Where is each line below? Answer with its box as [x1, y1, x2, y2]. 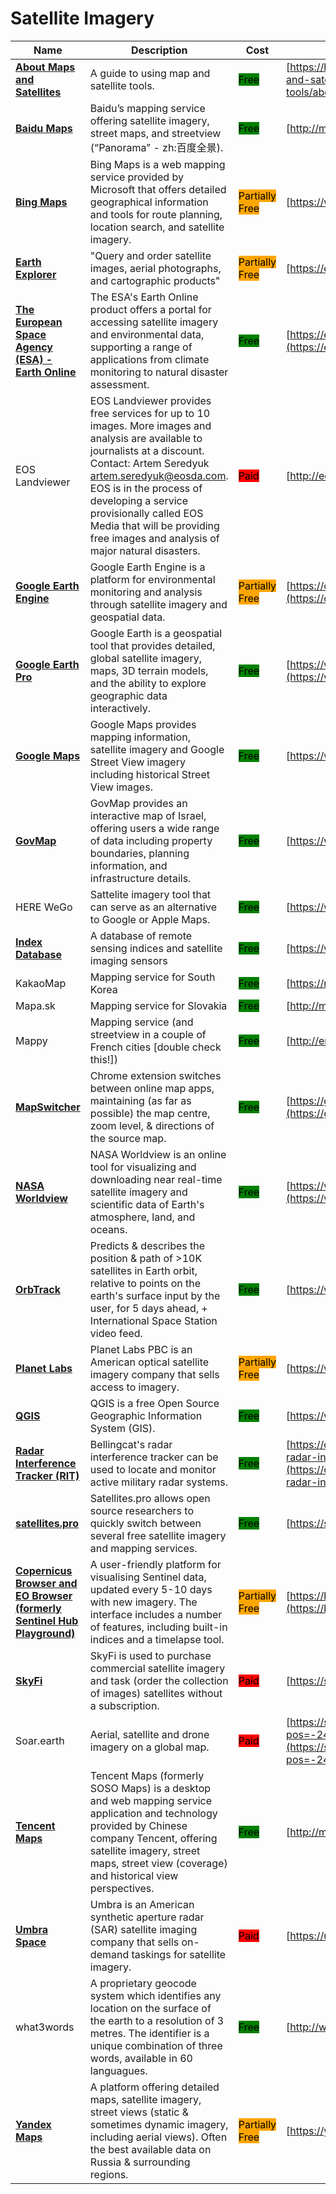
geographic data [89, 688, 168, 702]
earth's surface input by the [89, 1288, 221, 1302]
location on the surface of [89, 2001, 212, 2015]
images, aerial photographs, [89, 261, 222, 275]
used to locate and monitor [89, 1462, 217, 1476]
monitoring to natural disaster [89, 365, 229, 379]
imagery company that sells [89, 1367, 220, 1381]
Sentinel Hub [15, 1613, 79, 1627]
